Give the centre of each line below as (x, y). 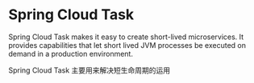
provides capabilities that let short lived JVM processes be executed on (127, 45)
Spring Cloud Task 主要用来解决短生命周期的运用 (90, 70)
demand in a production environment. (71, 53)
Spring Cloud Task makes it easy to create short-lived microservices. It (126, 37)
